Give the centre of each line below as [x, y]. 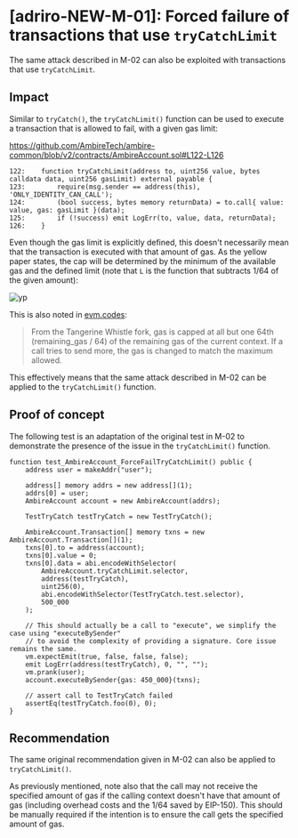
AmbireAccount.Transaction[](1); [71, 540]
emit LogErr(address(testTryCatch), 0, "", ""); [117, 665]
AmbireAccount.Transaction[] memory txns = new [115, 532]
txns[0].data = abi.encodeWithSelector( [101, 563]
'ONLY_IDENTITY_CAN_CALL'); [61, 194]
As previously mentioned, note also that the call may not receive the [133, 786]
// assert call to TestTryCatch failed [99, 696]
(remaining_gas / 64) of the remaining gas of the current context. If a [157, 341]
